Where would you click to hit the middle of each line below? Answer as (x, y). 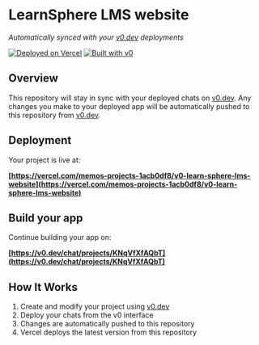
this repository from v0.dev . (55, 115)
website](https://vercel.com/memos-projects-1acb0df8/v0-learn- (123, 184)
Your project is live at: (45, 160)
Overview (34, 78)
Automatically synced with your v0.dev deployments (96, 37)
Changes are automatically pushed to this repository (107, 324)
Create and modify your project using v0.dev (95, 307)
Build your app (46, 218)
